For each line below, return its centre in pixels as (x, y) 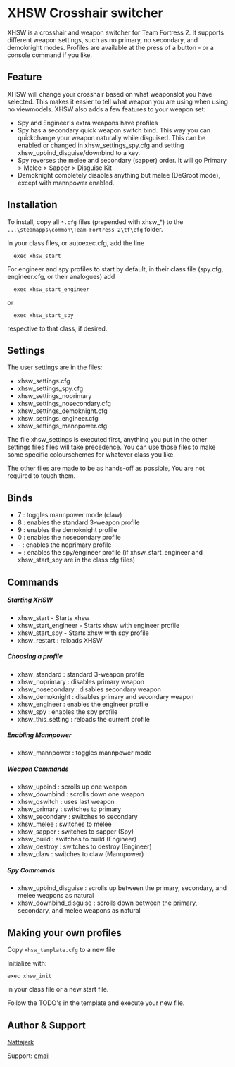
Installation (32, 205)
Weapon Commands (38, 769)
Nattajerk (21, 1042)
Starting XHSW (30, 600)
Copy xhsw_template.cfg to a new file (61, 950)
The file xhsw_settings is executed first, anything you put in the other (107, 440)
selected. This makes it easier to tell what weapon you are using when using (118, 101)
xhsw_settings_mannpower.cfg (62, 426)
